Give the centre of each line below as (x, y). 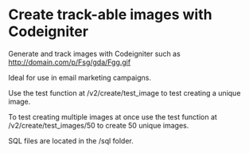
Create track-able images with (110, 15)
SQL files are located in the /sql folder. (71, 140)
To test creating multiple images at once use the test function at (113, 116)
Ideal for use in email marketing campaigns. (80, 77)
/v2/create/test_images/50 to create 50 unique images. (99, 125)
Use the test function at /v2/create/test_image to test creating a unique (124, 92)
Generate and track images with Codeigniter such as (94, 53)
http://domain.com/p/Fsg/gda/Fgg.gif (70, 62)
